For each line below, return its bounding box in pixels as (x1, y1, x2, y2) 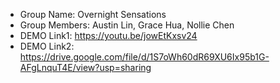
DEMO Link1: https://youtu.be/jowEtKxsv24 (19, 30, 198, 41)
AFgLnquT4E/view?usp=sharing (19, 62, 152, 73)
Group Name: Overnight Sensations (19, 9, 167, 20)
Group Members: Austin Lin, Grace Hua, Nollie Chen (19, 19, 235, 31)
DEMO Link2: (19, 40, 75, 52)
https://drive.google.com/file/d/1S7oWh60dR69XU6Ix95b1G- (19, 51, 270, 63)
